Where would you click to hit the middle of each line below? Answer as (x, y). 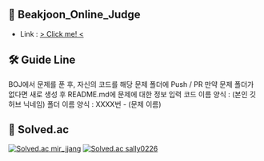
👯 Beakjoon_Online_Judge (75, 15)
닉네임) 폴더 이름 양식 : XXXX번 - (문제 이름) (92, 104)
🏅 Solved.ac (39, 130)
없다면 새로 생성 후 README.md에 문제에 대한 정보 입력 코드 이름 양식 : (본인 (128, 94)
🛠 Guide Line (42, 60)
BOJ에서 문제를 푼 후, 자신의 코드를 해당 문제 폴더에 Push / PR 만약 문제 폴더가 (131, 84)
